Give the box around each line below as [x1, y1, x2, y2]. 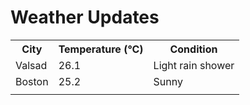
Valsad [15, 58, 48, 72]
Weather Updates [10, 6, 160, 29]
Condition [169, 42, 218, 56]
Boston [15, 74, 49, 88]
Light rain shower [153, 58, 235, 72]
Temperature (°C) [58, 42, 144, 56]
